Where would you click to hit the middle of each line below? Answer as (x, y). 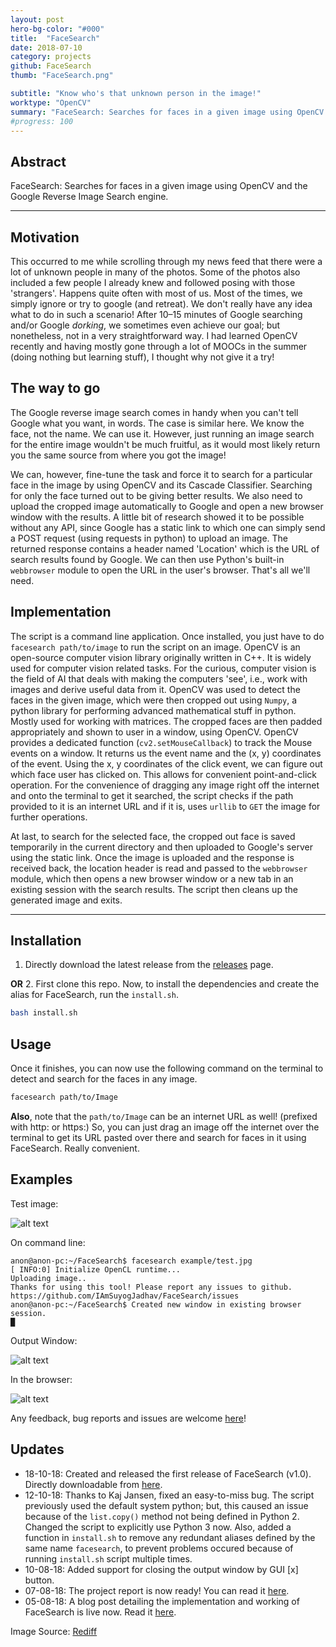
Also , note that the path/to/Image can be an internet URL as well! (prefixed (164, 1116)
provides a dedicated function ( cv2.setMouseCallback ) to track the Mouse (161, 742)
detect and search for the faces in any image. (104, 1079)
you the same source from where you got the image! (118, 455)
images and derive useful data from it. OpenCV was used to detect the (155, 689)
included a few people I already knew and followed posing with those (153, 282)
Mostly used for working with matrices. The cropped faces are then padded (166, 721)
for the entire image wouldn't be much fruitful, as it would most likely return (165, 444)
